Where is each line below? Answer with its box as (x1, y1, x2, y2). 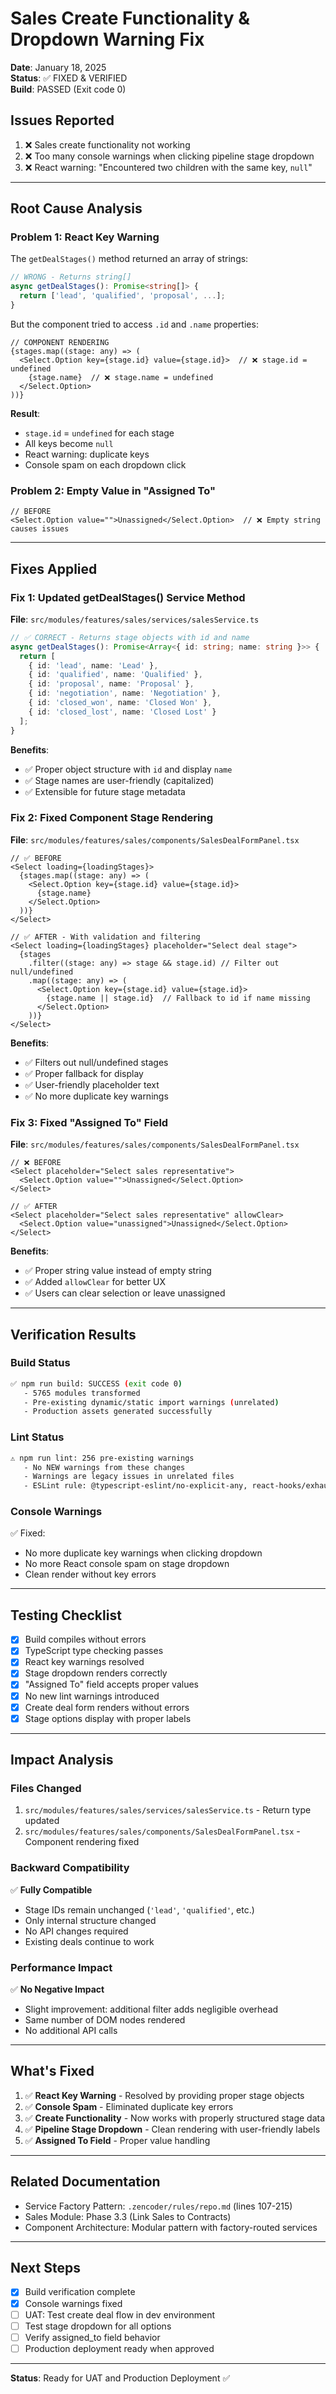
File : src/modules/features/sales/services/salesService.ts (10, 613, 260, 625)
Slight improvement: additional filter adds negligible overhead (24, 2003, 279, 2016)
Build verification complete (24, 2286, 136, 2298)
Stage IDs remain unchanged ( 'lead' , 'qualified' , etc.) (24, 1903, 255, 1916)
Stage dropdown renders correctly (24, 1667, 168, 1679)
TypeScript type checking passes (24, 1645, 164, 1657)
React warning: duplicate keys (24, 448, 150, 460)
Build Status (10, 1356, 71, 1370)
